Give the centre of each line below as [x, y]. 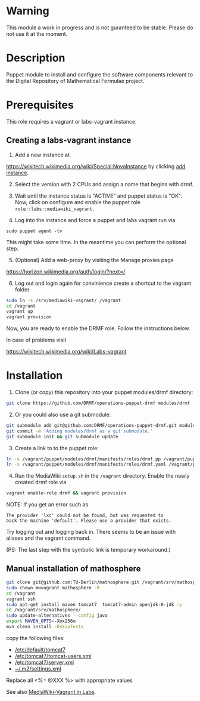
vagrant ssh [21, 599]
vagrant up [20, 312]
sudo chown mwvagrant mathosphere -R [53, 588]
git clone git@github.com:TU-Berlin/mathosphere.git [73, 582]
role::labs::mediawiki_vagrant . [54, 208]
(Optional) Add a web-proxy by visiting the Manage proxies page [94, 260]
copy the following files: [35, 638]
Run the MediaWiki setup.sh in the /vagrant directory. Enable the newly [102, 476]
